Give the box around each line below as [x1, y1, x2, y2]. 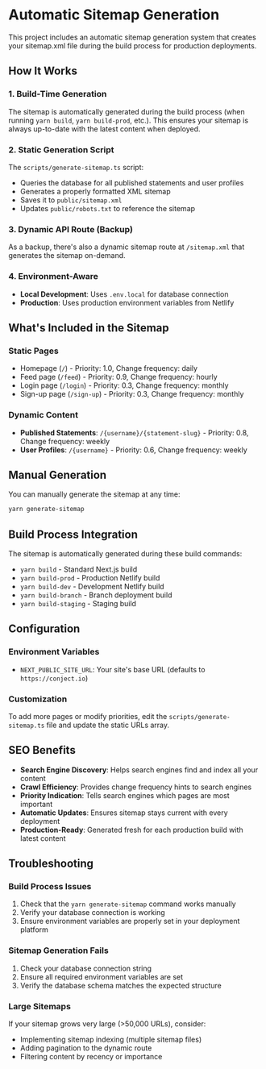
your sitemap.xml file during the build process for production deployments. [8, 40, 257, 50]
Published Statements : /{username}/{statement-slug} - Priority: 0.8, [19, 427, 249, 437]
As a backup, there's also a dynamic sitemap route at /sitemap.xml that [8, 242, 245, 252]
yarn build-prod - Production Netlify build [19, 573, 160, 582]
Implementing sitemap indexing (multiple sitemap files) [19, 1034, 202, 1045]
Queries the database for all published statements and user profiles [19, 177, 244, 187]
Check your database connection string [19, 963, 152, 973]
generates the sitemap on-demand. [8, 251, 127, 260]
